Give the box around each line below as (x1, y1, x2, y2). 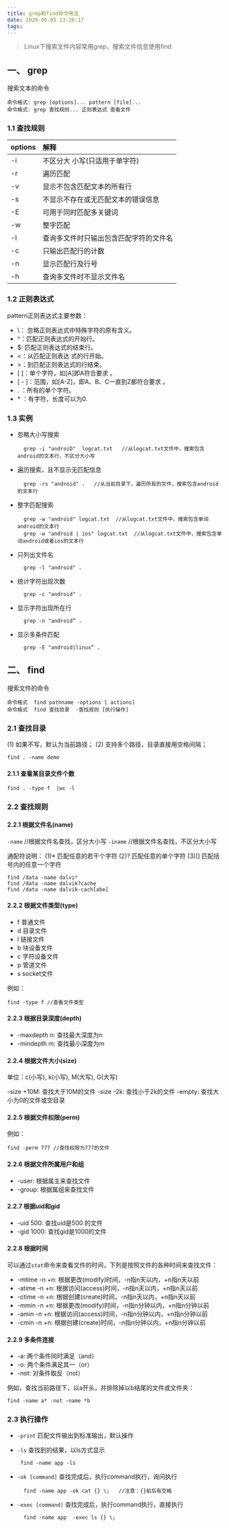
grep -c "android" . (23, 591, 82, 598)
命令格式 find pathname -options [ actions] (7, 698, 136, 706)
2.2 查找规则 (7, 802, 49, 812)
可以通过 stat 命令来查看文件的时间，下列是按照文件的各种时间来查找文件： (7, 1261, 218, 1269)
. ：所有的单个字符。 (16, 386, 75, 394)
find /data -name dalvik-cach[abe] (7, 886, 109, 893)
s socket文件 (16, 969, 53, 977)
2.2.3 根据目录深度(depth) (7, 1014, 82, 1023)
